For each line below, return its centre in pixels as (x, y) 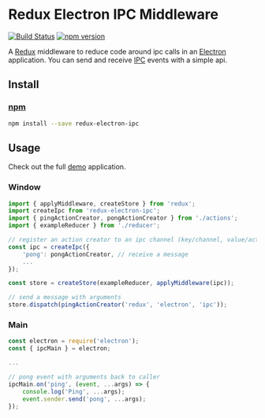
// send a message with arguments (65, 298)
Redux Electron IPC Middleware (114, 15)
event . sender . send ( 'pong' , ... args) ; (84, 399)
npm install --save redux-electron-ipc (74, 124)
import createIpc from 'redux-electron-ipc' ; (84, 211)
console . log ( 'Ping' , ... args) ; (74, 391)
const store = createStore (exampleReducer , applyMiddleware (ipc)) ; (121, 283)
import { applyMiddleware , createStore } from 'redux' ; (102, 203)
